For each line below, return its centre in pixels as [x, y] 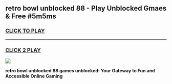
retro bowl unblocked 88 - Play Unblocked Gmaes [86, 8]
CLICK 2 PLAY [23, 50]
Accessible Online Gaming [34, 76]
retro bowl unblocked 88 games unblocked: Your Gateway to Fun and [80, 70]
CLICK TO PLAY [25, 31]
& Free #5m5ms [31, 17]
